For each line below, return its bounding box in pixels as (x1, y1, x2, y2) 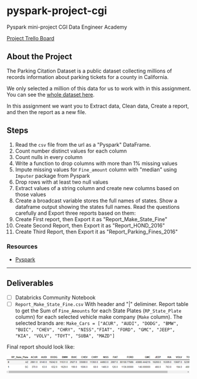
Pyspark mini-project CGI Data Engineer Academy (6, 23, 127, 30)
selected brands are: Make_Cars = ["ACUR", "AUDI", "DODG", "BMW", (15, 319, 179, 326)
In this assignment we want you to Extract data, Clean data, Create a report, (6, 102, 189, 109)
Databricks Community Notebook (15, 294, 96, 301)
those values (15, 191, 46, 198)
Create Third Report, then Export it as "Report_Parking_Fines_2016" (15, 228, 178, 235)
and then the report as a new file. (6, 108, 87, 115)
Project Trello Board (6, 35, 55, 42)
